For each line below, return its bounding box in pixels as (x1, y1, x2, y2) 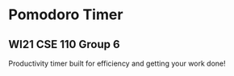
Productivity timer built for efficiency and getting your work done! (8, 58, 226, 68)
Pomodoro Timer (8, 6, 123, 24)
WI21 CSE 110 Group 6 (8, 38, 120, 51)
